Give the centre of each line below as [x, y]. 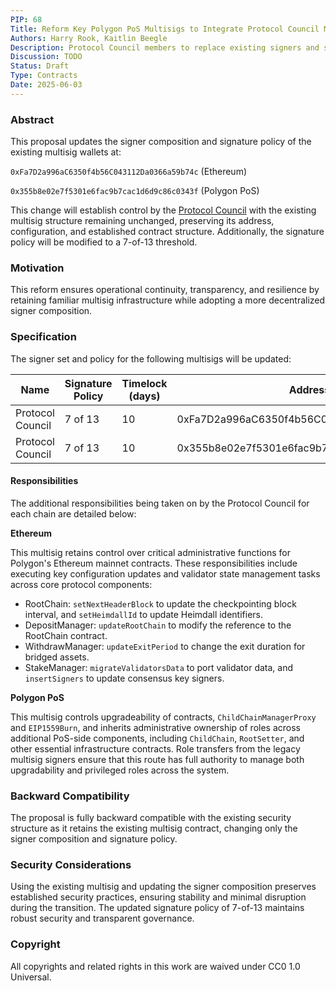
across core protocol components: [81, 584]
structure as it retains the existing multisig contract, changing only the [154, 828]
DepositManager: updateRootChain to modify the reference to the [158, 625]
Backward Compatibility [70, 796]
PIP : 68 [26, 19]
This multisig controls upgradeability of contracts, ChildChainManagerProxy [163, 717]
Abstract [32, 119]
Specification [43, 337]
